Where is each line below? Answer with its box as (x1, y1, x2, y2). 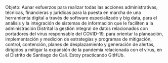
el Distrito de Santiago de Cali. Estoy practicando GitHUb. (5, 52, 125, 58)
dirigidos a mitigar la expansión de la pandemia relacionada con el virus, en (5, 47, 162, 52)
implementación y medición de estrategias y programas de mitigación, (5, 36, 152, 42)
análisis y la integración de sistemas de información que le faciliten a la (5, 20, 153, 26)
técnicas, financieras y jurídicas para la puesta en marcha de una (5, 9, 141, 15)
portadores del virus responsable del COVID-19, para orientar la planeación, (5, 31, 163, 36)
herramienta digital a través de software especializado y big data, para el (5, 15, 157, 20)
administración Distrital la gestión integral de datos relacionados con (5, 25, 148, 31)
